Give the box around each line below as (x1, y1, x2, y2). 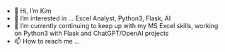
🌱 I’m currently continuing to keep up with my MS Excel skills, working (13, 22, 219, 30)
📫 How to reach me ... (13, 37, 80, 45)
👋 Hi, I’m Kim (13, 7, 52, 15)
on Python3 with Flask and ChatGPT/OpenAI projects (13, 29, 169, 37)
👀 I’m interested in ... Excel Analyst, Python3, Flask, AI (13, 14, 171, 22)
